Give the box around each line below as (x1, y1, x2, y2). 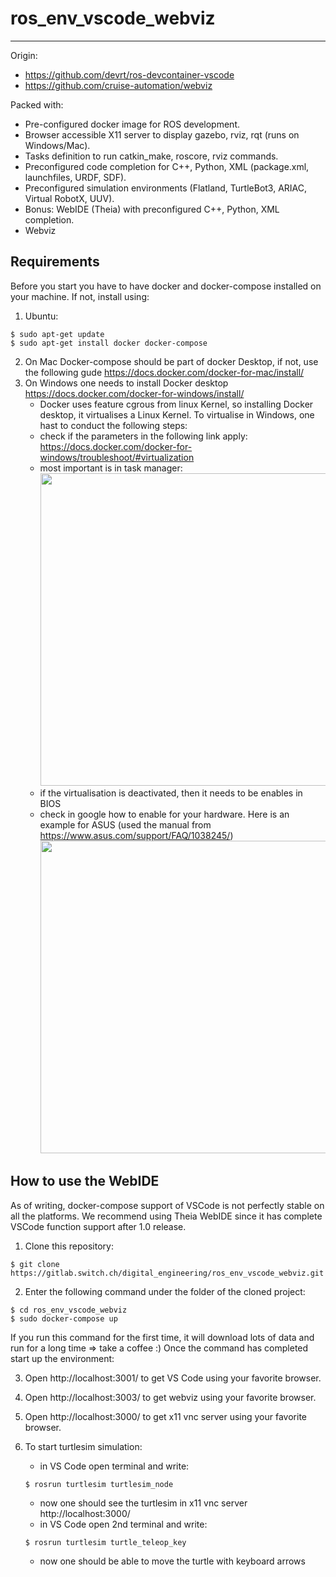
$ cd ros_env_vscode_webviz (10, 1305, 128, 1315)
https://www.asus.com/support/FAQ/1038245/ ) (39, 829, 234, 841)
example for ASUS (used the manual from (39, 818, 212, 831)
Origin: (10, 49, 38, 61)
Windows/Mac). (24, 139, 91, 151)
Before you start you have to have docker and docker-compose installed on (10, 280, 322, 292)
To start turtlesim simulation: (24, 1440, 143, 1452)
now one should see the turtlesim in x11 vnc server (39, 1497, 248, 1509)
